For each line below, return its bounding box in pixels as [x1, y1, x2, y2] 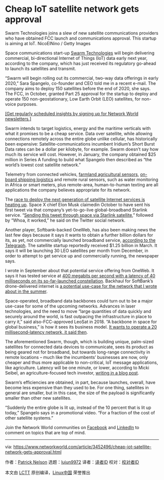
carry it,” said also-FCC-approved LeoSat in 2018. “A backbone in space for [5, 319, 157, 325]
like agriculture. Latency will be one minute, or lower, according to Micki [5, 364, 150, 371]
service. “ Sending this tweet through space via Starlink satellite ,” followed [5, 212, 154, 218]
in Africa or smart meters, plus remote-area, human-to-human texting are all [5, 181, 159, 187]
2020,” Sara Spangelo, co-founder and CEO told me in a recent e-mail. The [5, 80, 156, 86]
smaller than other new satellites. [5, 395, 72, 401]
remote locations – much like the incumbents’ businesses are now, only [5, 354, 148, 360]
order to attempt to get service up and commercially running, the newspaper [5, 253, 159, 258]
